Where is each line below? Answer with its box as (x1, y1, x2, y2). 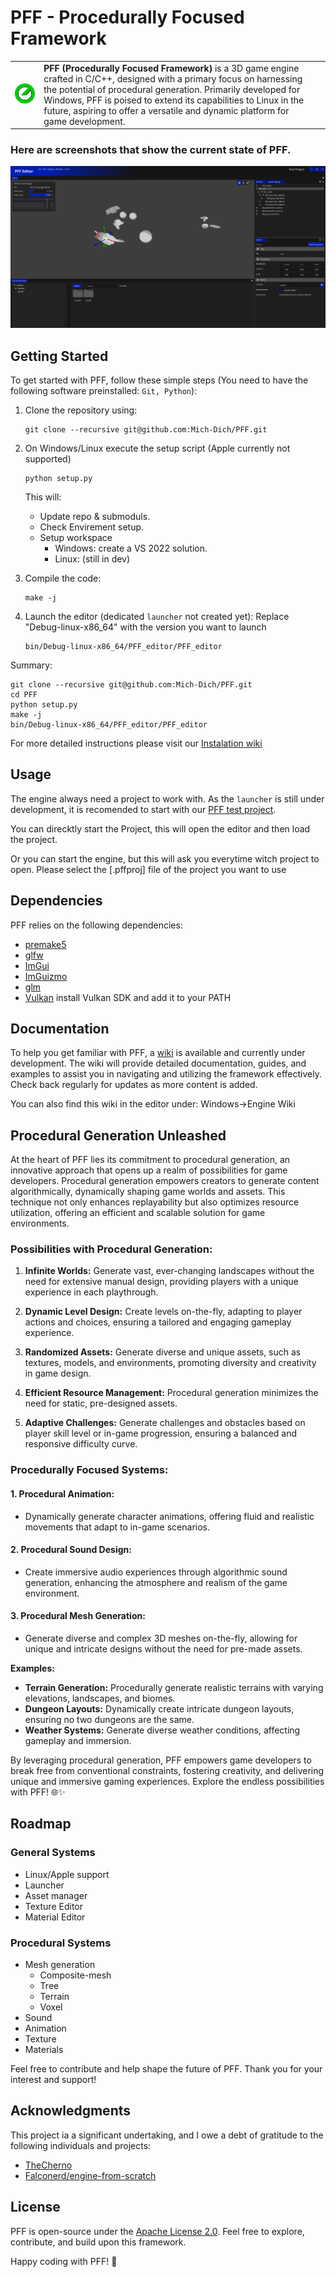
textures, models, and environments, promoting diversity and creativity (24, 1357, 317, 1369)
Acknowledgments (10, 2102, 132, 2120)
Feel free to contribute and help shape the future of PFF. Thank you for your (10, 2063, 323, 2075)
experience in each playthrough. (24, 1286, 159, 1298)
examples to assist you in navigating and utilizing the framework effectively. (10, 1068, 322, 1080)
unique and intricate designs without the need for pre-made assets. (24, 1643, 303, 1655)
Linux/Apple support (24, 1868, 110, 1880)
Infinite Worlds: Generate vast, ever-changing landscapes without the (24, 1265, 315, 1277)
